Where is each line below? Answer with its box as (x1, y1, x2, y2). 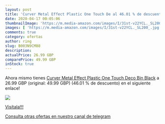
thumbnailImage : (5, 21, 38, 26)
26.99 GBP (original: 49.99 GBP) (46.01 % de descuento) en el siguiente (5, 80, 151, 86)
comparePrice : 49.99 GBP (5, 57, 56, 62)
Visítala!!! (5, 104, 24, 110)
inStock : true (5, 62, 34, 66)
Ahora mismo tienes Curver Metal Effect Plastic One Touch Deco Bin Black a (5, 75, 160, 81)
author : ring (5, 39, 32, 44)
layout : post (5, 7, 32, 12)
